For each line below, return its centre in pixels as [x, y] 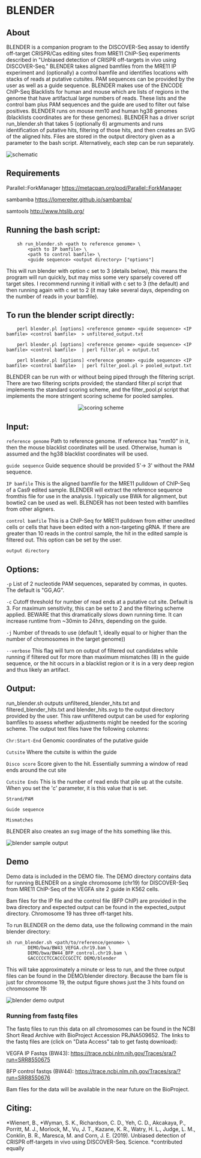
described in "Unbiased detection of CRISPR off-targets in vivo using [91, 60]
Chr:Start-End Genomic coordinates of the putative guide [77, 740]
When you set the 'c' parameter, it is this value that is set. [77, 788]
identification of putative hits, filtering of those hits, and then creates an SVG [101, 130]
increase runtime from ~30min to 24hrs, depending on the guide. [86, 621]
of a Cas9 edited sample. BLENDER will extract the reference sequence [94, 490]
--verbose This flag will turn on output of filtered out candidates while [92, 651]
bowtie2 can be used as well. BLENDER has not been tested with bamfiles [97, 503]
